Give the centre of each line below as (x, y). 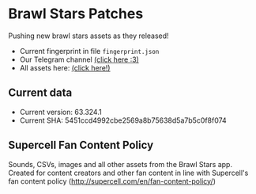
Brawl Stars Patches (76, 14)
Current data (40, 93)
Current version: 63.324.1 (60, 112)
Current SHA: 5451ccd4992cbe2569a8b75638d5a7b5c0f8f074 (123, 120)
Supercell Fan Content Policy (81, 145)
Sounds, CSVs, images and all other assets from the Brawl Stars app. (120, 164)
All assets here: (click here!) (65, 67)
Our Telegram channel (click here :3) (79, 59)
